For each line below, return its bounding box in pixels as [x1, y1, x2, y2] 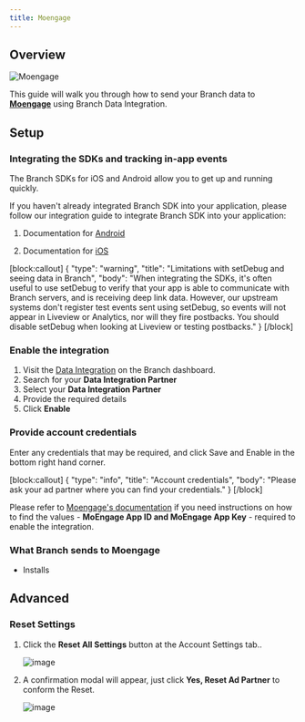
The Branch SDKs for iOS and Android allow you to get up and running [9, 173, 273, 184]
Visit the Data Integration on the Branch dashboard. [22, 365, 216, 376]
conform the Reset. [22, 684, 96, 695]
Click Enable [22, 403, 71, 415]
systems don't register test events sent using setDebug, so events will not [9, 302, 287, 313]
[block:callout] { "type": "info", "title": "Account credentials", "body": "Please [9, 474, 297, 485]
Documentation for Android [22, 228, 126, 239]
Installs [22, 564, 50, 575]
